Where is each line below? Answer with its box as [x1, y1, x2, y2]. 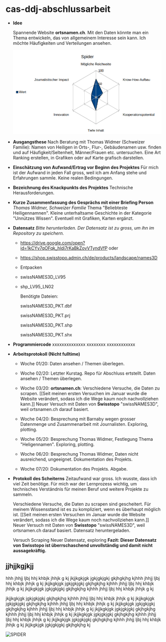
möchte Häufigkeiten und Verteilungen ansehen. [12, 40, 112, 46]
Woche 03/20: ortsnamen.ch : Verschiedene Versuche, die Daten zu [20, 385, 160, 391]
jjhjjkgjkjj [5, 562, 34, 570]
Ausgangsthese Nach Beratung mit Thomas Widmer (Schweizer [12, 139, 145, 145]
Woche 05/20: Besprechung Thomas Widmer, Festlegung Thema [20, 436, 153, 442]
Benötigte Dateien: [20, 293, 58, 299]
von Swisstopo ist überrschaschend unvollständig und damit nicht [12, 542, 153, 548]
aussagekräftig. [12, 548, 47, 554]
